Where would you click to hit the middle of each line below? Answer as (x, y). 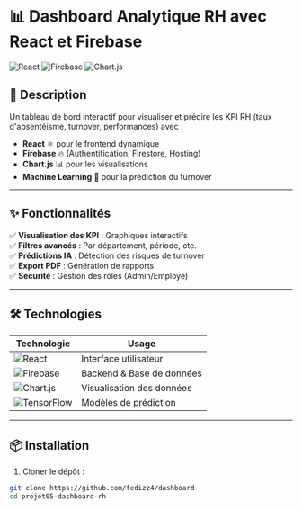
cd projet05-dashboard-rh (58, 497)
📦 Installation (49, 445)
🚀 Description (48, 95)
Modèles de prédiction (129, 403)
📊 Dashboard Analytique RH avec (138, 17)
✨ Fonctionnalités (60, 214)
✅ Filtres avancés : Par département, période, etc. (103, 245)
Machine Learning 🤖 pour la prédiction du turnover (117, 176)
